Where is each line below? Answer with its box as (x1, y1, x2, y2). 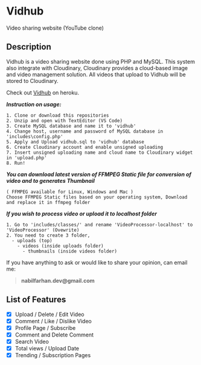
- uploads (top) (11, 237, 53, 243)
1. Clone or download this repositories (6, 112, 110, 119)
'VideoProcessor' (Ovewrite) (6, 227, 80, 233)
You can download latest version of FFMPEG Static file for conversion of (6, 171, 192, 178)
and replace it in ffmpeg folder (6, 199, 91, 205)
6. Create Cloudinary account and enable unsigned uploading (6, 144, 164, 150)
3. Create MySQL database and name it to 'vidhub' (6, 123, 136, 129)
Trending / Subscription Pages (14, 351, 91, 358)
